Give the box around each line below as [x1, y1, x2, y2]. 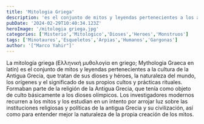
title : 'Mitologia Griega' [6, 8, 75, 15]
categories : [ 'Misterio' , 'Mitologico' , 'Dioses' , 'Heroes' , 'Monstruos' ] [6, 31, 189, 38]
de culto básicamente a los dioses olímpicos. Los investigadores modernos [6, 91, 194, 99]
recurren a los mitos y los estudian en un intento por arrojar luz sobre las [6, 97, 188, 105]
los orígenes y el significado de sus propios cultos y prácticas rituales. [6, 78, 183, 85]
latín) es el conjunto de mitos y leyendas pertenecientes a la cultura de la [6, 65, 189, 73]
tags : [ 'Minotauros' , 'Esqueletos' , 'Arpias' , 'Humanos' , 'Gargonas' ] [6, 37, 178, 43]
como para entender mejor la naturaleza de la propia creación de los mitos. [6, 110, 194, 118]
